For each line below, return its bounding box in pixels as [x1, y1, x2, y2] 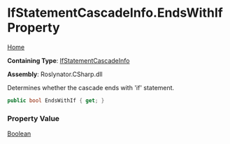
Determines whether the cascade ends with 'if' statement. [7, 83, 175, 92]
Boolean [7, 129, 31, 138]
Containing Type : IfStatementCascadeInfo [7, 56, 130, 64]
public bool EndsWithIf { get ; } [7, 96, 105, 104]
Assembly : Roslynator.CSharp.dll [7, 70, 103, 78]
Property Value [7, 113, 60, 123]
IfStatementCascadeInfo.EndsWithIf [7, 5, 224, 21]
